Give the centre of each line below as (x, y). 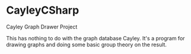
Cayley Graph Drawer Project (42, 27)
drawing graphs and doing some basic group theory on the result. (87, 45)
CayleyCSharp (43, 10)
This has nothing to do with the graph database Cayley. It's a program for (95, 38)
